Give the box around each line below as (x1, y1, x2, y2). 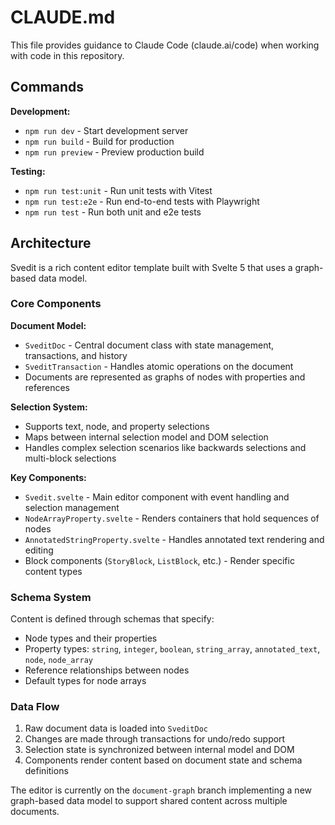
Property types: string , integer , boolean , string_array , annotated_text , (24, 643, 321, 655)
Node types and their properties (24, 632, 158, 645)
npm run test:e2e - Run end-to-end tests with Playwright (24, 195, 260, 207)
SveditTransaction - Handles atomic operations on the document (24, 360, 294, 372)
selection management (24, 501, 120, 513)
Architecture (10, 235, 92, 252)
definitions (24, 765, 69, 777)
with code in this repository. (10, 49, 125, 61)
